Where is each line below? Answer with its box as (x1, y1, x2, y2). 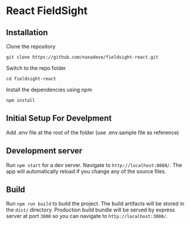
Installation (6, 28, 48, 37)
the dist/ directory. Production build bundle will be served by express (6, 206, 175, 213)
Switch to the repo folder (6, 64, 66, 71)
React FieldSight (6, 4, 88, 18)
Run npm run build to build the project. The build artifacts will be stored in (6, 200, 185, 207)
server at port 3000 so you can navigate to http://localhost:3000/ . (6, 213, 168, 220)
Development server (6, 146, 83, 156)
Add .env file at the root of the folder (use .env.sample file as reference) (6, 129, 179, 136)
